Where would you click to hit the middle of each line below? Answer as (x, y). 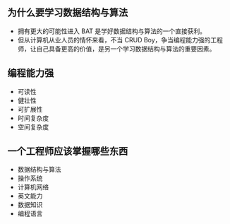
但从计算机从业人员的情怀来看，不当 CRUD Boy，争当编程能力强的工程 (120, 40)
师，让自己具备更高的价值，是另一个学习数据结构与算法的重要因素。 (116, 49)
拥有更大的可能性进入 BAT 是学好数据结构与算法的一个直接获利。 (112, 31)
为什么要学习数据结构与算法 (68, 13)
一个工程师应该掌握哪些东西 (68, 152)
